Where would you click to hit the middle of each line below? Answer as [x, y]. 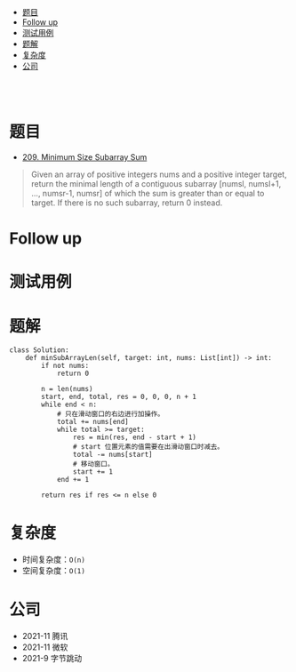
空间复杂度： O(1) [54, 571]
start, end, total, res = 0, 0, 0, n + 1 [119, 397]
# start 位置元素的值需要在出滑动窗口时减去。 [148, 447]
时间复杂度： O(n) [54, 560]
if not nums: [65, 366]
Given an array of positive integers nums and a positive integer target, [159, 174]
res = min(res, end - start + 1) [135, 437]
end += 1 [73, 480]
